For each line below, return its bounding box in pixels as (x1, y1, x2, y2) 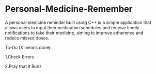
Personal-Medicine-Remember (5, 3, 133, 15)
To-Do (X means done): (5, 44, 52, 50)
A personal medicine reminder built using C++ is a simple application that (5, 19, 152, 25)
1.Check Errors (5, 54, 34, 59)
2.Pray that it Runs (5, 63, 42, 69)
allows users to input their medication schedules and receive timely (5, 24, 140, 30)
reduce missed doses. (5, 35, 49, 41)
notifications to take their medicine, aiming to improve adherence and (5, 30, 144, 36)
